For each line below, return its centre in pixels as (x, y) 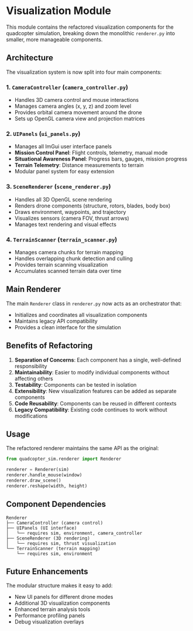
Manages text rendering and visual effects (66, 224)
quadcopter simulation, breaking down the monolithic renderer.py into (91, 33)
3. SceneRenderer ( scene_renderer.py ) (58, 187)
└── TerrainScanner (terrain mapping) (53, 548)
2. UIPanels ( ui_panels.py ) (43, 134)
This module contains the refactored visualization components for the (90, 27)
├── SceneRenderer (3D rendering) (48, 538)
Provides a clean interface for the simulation (68, 327)
